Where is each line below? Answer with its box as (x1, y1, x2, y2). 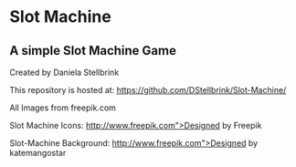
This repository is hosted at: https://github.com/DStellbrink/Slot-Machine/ (9, 85, 287, 95)
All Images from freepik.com (9, 102, 117, 113)
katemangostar (9, 148, 67, 158)
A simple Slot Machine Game (9, 43, 176, 58)
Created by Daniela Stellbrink (9, 67, 120, 78)
